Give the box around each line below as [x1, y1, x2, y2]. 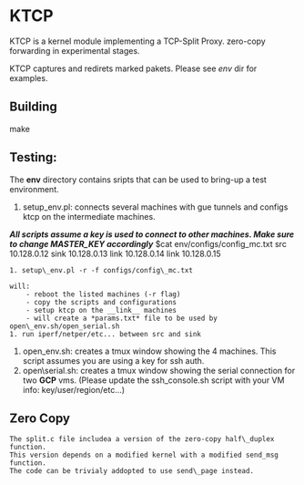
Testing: [9, 150, 57, 165]
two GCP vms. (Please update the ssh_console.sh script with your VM [22, 375, 285, 386]
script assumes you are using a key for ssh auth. [22, 355, 205, 366]
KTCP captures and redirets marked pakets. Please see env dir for [9, 63, 258, 74]
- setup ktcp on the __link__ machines [25, 305, 177, 315]
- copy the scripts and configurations [25, 297, 177, 306]
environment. [9, 183, 59, 194]
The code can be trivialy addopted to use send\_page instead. [9, 467, 255, 476]
